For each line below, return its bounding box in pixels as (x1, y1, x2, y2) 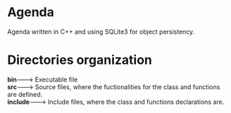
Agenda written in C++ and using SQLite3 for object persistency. (7, 27, 195, 36)
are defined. (7, 90, 43, 98)
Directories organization (7, 52, 153, 68)
